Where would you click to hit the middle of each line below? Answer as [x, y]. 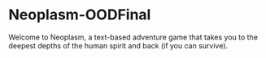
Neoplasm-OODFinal [80, 15]
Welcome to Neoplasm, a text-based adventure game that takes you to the [133, 37]
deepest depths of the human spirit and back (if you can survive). [118, 45]
